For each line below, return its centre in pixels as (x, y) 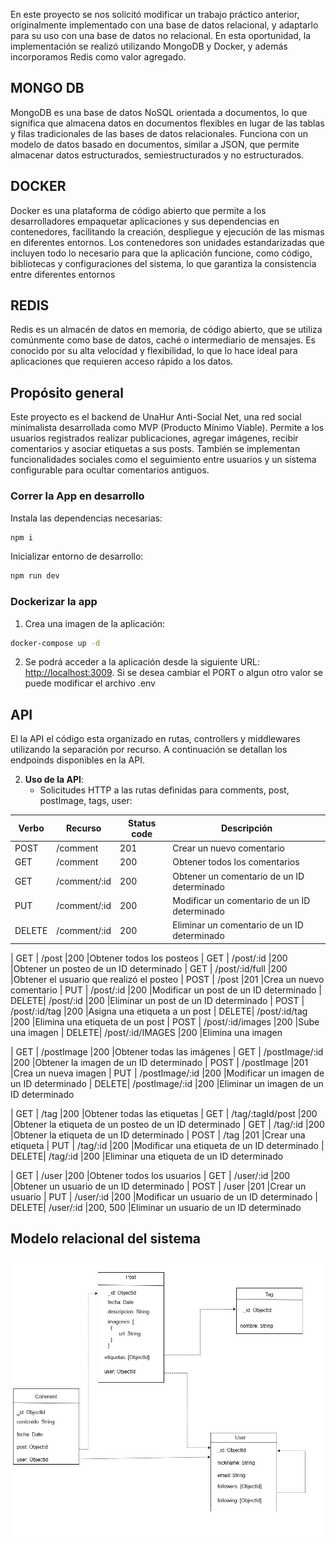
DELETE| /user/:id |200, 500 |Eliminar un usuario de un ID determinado (156, 1207)
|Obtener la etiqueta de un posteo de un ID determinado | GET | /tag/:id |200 (167, 1124)
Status (142, 823)
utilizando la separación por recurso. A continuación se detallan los (149, 750)
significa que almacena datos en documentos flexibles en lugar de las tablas (167, 123)
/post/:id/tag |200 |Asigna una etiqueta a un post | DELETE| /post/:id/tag (159, 1011)
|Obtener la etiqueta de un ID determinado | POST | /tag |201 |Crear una (158, 1135)
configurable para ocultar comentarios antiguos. (110, 470)
